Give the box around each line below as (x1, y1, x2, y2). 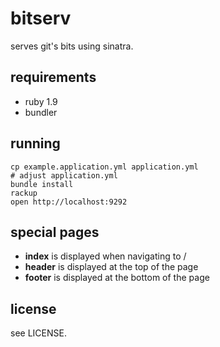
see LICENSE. (10, 327, 67, 339)
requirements (10, 69, 97, 86)
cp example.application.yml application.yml (10, 162, 199, 172)
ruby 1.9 (24, 95, 58, 107)
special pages (10, 223, 100, 241)
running (10, 135, 61, 152)
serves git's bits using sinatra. (10, 40, 134, 52)
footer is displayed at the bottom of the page (24, 272, 210, 284)
